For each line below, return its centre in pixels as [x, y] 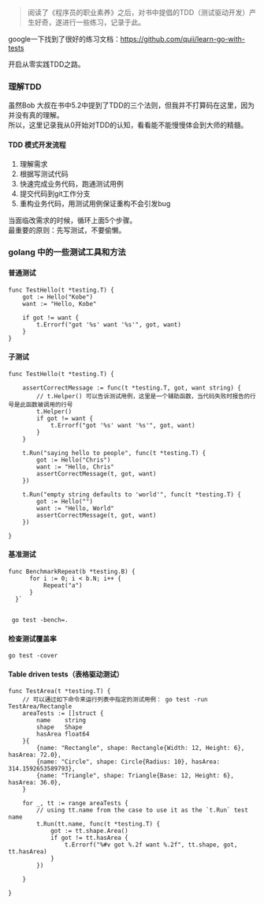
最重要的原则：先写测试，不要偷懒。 [67, 230]
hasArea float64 [63, 734]
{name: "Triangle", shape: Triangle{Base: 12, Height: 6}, [136, 776]
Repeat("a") [63, 586]
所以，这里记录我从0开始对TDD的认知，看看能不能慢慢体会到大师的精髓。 [128, 125]
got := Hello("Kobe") [58, 297]
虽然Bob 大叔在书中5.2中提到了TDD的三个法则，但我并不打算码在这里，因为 [131, 105]
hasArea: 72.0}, [35, 755]
